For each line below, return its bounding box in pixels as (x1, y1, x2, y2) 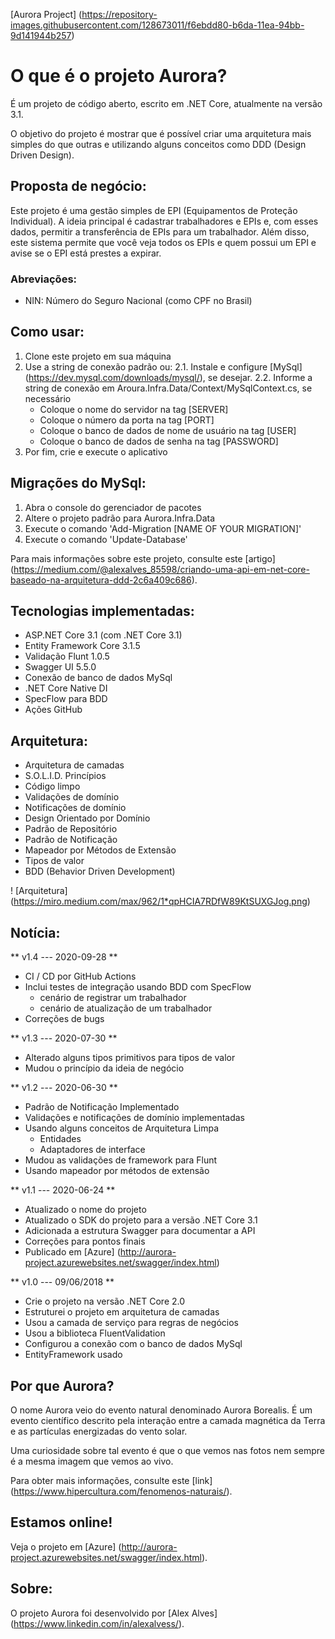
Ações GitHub (24, 704, 83, 716)
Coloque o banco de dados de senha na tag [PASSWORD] (39, 435, 279, 447)
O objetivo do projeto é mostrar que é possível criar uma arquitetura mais (10, 127, 312, 139)
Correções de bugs (24, 1013, 105, 1025)
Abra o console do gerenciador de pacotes (24, 501, 202, 513)
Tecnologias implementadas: (10, 603, 195, 620)
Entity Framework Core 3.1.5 (24, 640, 141, 652)
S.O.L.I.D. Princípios (24, 770, 107, 782)
